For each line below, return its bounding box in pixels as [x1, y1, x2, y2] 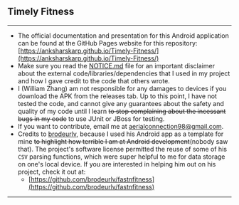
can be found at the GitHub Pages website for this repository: [17, 38, 198, 47]
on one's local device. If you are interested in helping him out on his [17, 159, 216, 168]
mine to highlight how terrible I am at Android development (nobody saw [17, 137, 228, 145]
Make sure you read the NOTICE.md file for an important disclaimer [17, 61, 216, 70]
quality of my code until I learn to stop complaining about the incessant [17, 107, 226, 115]
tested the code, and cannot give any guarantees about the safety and [17, 99, 224, 107]
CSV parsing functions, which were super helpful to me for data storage [17, 152, 225, 161]
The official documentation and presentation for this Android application [17, 31, 229, 40]
